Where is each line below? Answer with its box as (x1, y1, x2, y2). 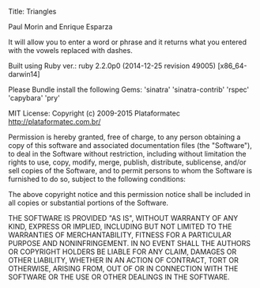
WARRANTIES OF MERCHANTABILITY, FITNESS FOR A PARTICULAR (8, 230, 232, 240)
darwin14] (8, 70, 41, 78)
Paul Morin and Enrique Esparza (8, 22, 113, 31)
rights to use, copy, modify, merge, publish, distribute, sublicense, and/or (8, 157, 247, 167)
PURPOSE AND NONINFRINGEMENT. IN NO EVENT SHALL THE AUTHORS (8, 239, 251, 248)
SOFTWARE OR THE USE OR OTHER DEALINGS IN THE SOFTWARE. (8, 272, 230, 282)
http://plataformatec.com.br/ (8, 117, 101, 126)
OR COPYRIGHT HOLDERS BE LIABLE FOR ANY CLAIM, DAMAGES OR (8, 247, 237, 256)
